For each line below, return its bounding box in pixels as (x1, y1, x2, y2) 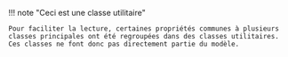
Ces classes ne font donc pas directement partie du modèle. (8, 39, 240, 48)
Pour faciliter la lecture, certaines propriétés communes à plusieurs (8, 25, 279, 33)
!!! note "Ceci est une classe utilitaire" (8, 8, 146, 18)
